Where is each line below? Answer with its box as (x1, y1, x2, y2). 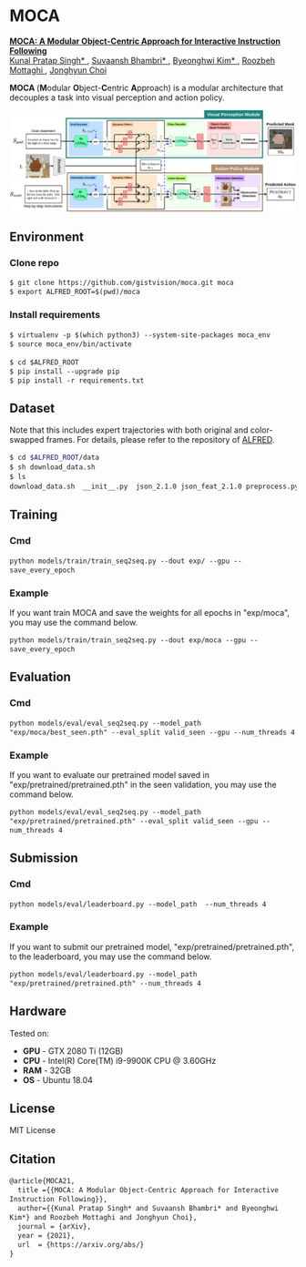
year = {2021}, (17, 1231, 76, 1241)
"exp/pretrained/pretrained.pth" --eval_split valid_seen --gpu (9, 816, 259, 825)
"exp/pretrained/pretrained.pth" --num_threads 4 (9, 978, 202, 988)
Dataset (9, 400, 56, 415)
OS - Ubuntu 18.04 (22, 1074, 94, 1085)
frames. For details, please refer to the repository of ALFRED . (46, 434, 275, 445)
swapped (9, 434, 45, 445)
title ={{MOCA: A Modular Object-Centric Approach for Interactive (17, 1186, 280, 1195)
